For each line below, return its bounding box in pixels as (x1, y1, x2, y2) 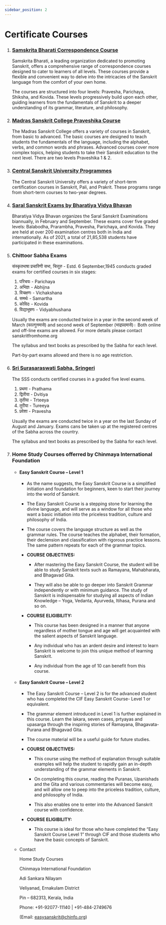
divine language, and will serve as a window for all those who (26, 506, 153, 512)
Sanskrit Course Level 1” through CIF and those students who (34, 831, 160, 837)
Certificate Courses (4, 28, 88, 40)
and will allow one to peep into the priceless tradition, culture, (34, 786, 160, 792)
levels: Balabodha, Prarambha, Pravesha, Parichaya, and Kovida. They (11, 224, 156, 229)
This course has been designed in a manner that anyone (34, 622, 150, 628)
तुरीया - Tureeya (19, 402, 50, 408)
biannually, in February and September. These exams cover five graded (11, 218, 159, 224)
